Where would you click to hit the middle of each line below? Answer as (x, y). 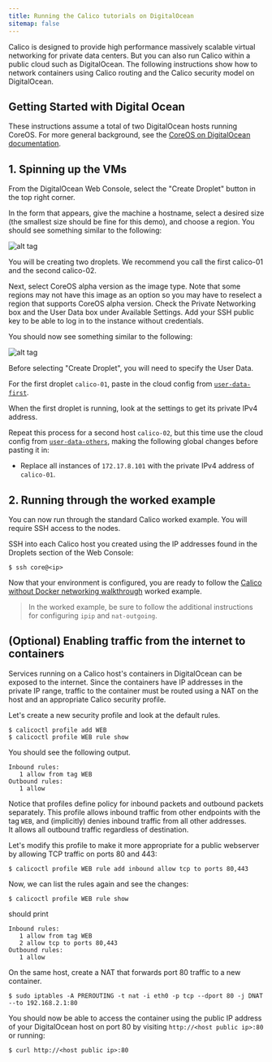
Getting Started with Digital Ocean (97, 107)
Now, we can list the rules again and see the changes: (99, 884)
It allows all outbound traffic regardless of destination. (99, 829)
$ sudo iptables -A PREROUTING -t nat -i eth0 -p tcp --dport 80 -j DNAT (136, 996)
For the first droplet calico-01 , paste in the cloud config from (110, 384)
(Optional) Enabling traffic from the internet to (127, 641)
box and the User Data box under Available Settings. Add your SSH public (131, 312)
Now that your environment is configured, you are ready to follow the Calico (135, 582)
